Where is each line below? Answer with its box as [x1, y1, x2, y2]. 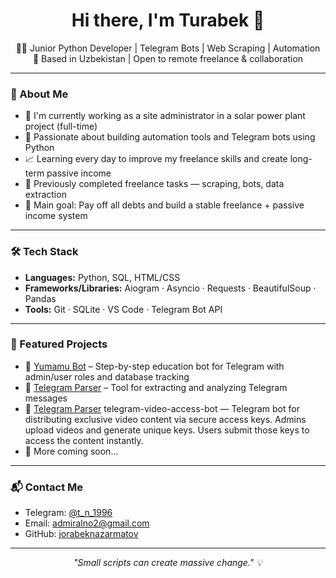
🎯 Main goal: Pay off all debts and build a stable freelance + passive [24, 199, 305, 211]
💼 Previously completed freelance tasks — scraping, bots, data [24, 178, 285, 190]
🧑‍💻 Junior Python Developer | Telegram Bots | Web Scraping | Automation [15, 42, 321, 54]
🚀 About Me [10, 87, 69, 101]
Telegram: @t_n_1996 [24, 507, 113, 519]
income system [24, 210, 88, 222]
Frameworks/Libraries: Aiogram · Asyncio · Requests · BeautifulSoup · [24, 282, 317, 294]
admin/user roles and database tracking [24, 370, 190, 383]
